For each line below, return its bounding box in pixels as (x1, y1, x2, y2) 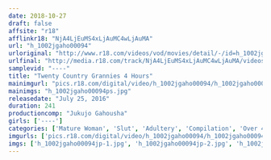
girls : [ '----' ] (8, 117, 63, 125)
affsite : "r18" (8, 27, 60, 35)
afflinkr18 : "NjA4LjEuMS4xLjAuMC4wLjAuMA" (8, 34, 153, 43)
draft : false (8, 19, 52, 27)
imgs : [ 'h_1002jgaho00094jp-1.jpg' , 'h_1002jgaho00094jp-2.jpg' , (8, 139, 232, 148)
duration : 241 (8, 102, 56, 110)
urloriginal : (8, 49, 52, 57)
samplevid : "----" (8, 65, 70, 73)
